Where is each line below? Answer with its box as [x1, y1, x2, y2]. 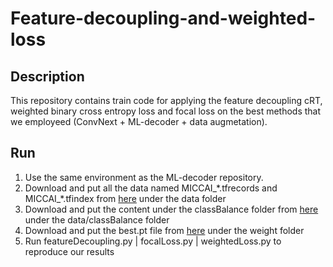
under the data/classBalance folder [24, 213, 170, 226]
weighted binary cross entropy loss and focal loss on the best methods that [10, 105, 322, 117]
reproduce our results [24, 245, 115, 257]
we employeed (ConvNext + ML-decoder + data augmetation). [10, 116, 268, 127]
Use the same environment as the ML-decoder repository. [24, 171, 264, 183]
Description [10, 68, 85, 85]
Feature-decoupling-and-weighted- [10, 7, 317, 30]
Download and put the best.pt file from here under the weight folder [24, 224, 305, 236]
